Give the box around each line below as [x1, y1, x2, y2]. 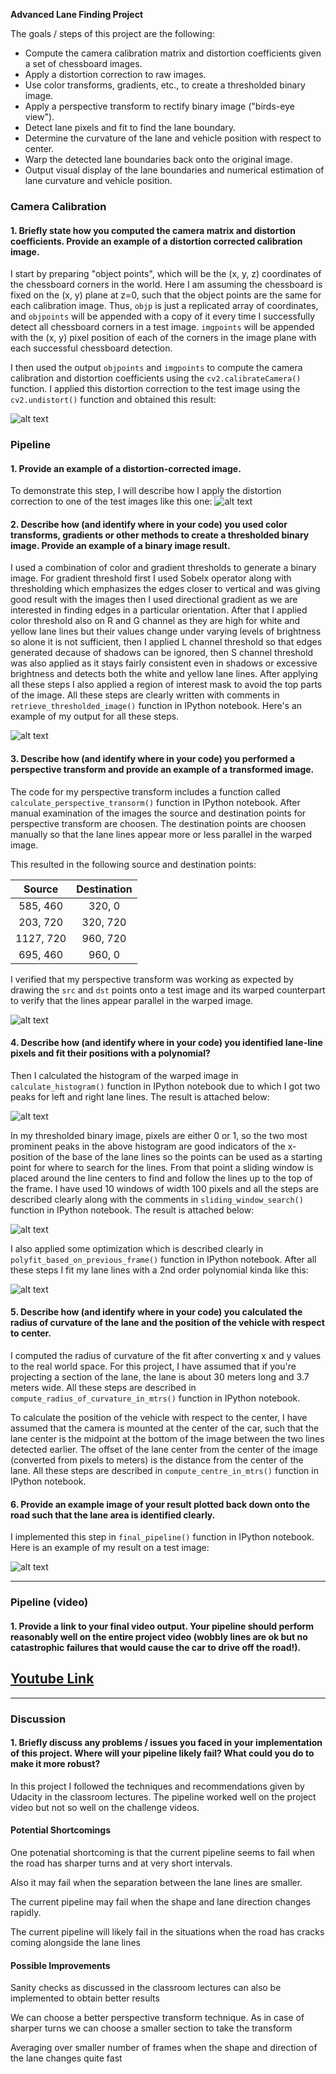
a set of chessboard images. [24, 58, 143, 69]
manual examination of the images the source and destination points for [10, 807, 307, 819]
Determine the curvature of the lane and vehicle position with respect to [24, 132, 322, 144]
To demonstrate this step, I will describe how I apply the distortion [10, 485, 282, 497]
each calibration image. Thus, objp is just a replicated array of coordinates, [10, 300, 319, 312]
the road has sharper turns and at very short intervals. [10, 1857, 233, 1869]
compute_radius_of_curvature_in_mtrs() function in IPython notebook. [10, 1392, 301, 1404]
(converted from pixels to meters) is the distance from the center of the [10, 1454, 304, 1466]
